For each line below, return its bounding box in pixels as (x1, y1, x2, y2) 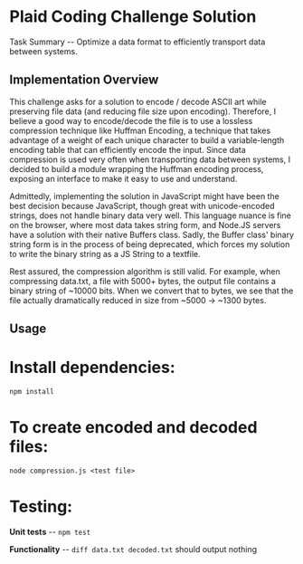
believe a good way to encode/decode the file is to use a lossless (9, 115, 253, 126)
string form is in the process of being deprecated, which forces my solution (9, 238, 290, 250)
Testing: (9, 496, 73, 517)
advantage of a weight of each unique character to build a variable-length (9, 134, 285, 146)
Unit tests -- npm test (9, 526, 91, 537)
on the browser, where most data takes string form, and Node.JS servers (9, 219, 281, 230)
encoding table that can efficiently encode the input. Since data (9, 144, 246, 155)
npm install (9, 387, 54, 397)
